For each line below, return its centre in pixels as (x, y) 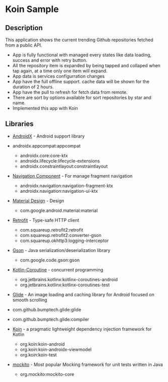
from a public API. (24, 45)
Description (24, 28)
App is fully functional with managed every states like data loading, (82, 55)
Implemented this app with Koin (45, 108)
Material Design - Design (38, 201)
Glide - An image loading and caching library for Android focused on (83, 294)
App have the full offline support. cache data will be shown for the (81, 82)
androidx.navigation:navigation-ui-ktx (59, 191)
